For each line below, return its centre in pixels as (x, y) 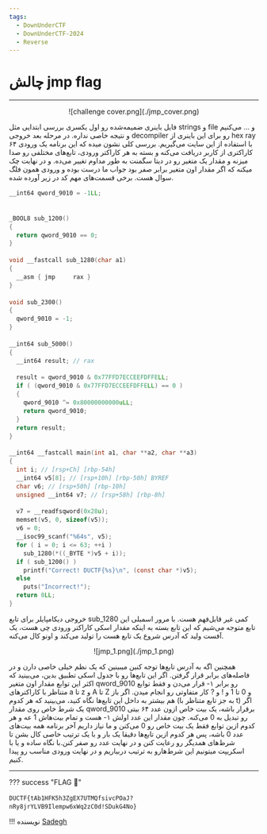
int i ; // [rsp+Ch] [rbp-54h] (66, 470)
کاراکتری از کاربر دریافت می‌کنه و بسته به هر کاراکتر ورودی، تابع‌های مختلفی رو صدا (131, 153)
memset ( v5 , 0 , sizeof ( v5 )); (63, 520)
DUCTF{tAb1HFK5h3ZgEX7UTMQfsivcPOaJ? (71, 798)
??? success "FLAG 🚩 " (45, 782)
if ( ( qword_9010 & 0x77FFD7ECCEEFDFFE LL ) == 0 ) (99, 386)
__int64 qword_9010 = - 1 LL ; (55, 193)
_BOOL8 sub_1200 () (39, 218)
